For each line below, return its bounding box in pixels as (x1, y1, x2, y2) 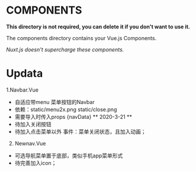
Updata (6, 67, 43, 80)
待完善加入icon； (14, 159, 57, 166)
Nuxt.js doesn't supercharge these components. (6, 46, 124, 53)
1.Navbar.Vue (6, 86, 38, 93)
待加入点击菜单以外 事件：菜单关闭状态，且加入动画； (14, 128, 146, 135)
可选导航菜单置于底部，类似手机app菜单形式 (14, 152, 123, 159)
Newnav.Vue (14, 139, 46, 147)
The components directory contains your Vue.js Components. (6, 34, 157, 41)
